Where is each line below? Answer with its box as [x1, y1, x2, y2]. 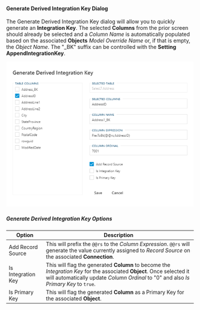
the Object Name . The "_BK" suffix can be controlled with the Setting [6, 44, 177, 51]
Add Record [8, 244, 38, 251]
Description [104, 232, 134, 239]
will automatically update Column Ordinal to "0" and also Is [45, 274, 190, 281]
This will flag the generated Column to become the [45, 261, 171, 268]
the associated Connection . [45, 253, 114, 260]
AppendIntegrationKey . [6, 50, 65, 57]
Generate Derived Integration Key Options [6, 215, 112, 222]
